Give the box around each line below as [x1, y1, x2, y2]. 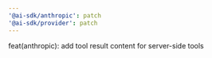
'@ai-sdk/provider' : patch [8, 19, 98, 27]
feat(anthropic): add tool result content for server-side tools [8, 41, 205, 50]
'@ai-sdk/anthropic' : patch [8, 11, 102, 20]
